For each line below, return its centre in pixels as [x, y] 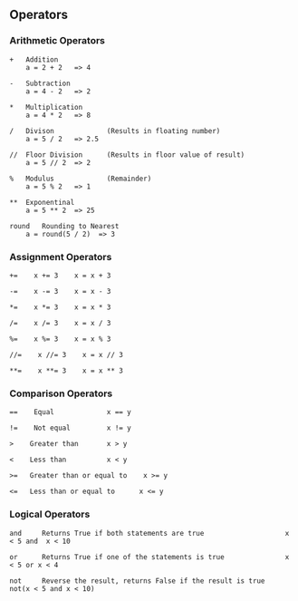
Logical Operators [50, 514]
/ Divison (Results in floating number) [115, 131]
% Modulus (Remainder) [81, 179]
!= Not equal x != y [70, 428]
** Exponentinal [42, 202]
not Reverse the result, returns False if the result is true [137, 581]
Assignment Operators [61, 257]
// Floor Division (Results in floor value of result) [127, 155]
